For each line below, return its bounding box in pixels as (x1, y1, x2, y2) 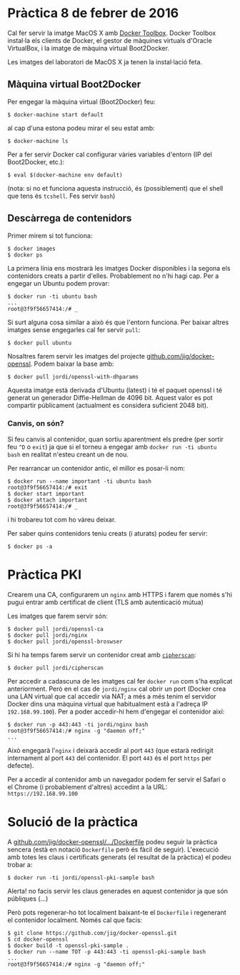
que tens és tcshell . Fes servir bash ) (7, 191, 116, 200)
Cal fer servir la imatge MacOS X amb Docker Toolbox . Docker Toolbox (7, 29, 216, 37)
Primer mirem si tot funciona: (7, 231, 93, 240)
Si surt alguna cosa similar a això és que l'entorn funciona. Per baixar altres (7, 318, 229, 326)
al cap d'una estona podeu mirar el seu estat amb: (7, 124, 155, 132)
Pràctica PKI (7, 566, 82, 583)
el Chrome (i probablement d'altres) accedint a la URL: (7, 782, 168, 791)
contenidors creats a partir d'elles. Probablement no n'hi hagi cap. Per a (7, 271, 219, 280)
